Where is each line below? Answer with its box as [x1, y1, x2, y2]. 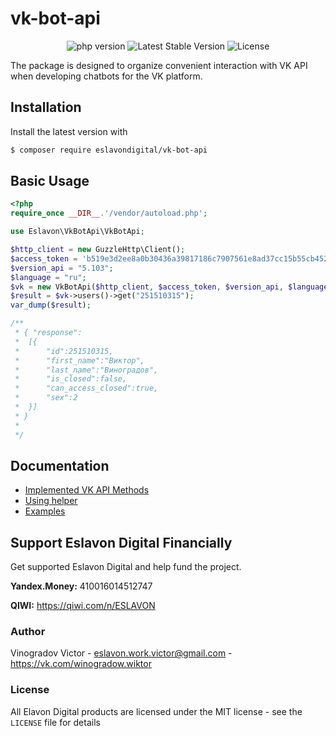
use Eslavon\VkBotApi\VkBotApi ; [10, 227, 145, 237]
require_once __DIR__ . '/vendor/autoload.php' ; [10, 208, 208, 219]
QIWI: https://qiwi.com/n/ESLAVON [10, 600, 156, 612]
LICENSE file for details [10, 716, 101, 728]
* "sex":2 [14, 393, 78, 403]
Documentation [10, 457, 110, 474]
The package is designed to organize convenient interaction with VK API [10, 59, 308, 71]
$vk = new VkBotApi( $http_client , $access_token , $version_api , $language [10, 282, 329, 292]
